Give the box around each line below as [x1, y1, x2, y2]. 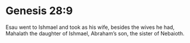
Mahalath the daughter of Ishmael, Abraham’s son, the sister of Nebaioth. [5, 29, 185, 37]
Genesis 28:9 [5, 4, 73, 18]
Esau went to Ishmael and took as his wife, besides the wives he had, [5, 24, 175, 31]
